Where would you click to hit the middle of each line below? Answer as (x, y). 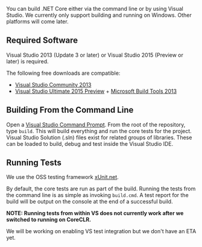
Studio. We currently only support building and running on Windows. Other (99, 15)
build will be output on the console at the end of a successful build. (90, 202)
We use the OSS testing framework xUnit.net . (62, 177)
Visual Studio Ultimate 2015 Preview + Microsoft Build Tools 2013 (96, 91)
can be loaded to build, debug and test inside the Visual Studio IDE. (90, 143)
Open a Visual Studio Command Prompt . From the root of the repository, (96, 124)
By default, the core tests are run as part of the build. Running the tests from (101, 189)
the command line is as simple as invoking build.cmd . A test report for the (97, 195)
